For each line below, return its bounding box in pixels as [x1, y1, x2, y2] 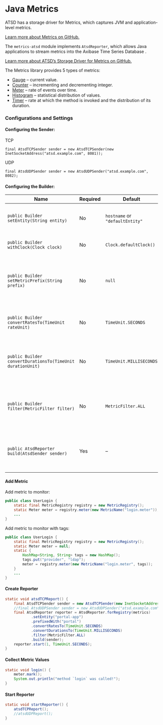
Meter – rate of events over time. [12, 87, 78, 93]
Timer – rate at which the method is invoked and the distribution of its [12, 97, 151, 103]
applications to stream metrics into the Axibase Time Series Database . [5, 49, 147, 54]
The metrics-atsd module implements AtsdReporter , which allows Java [5, 43, 147, 49]
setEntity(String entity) [7, 218, 67, 224]
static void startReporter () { [5, 702, 68, 707]
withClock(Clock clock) [7, 245, 63, 250]
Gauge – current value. [12, 77, 58, 82]
